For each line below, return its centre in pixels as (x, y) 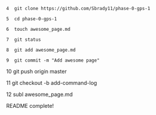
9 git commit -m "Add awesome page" (53, 60)
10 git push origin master (37, 71)
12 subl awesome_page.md (40, 94)
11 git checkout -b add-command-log (52, 83)
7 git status (24, 40)
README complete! (30, 106)
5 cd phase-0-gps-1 (32, 19)
